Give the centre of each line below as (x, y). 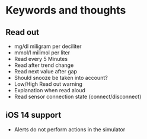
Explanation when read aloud (49, 90)
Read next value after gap (46, 71)
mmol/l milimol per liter (42, 53)
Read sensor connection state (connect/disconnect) (78, 96)
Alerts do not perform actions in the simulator (70, 129)
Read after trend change (44, 65)
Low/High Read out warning (48, 84)
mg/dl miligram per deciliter (48, 46)
